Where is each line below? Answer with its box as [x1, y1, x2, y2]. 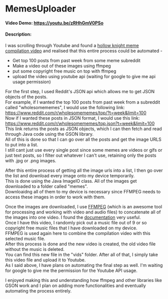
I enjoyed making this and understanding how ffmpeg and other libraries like [5, 277, 162, 283]
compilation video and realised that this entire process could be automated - [5, 48, 162, 54]
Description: [5, 31, 31, 38]
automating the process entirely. [5, 287, 72, 293]
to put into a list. [5, 141, 38, 148]
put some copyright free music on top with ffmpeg [12, 68, 116, 74]
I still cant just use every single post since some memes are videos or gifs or [5, 147, 162, 153]
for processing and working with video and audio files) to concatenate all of [5, 209, 161, 215]
